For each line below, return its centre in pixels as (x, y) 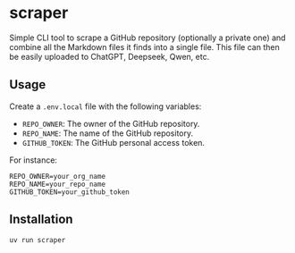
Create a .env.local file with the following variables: (105, 106)
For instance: (34, 160)
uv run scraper (38, 240)
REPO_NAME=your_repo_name (57, 184)
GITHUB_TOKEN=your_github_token (69, 192)
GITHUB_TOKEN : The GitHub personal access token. (114, 142)
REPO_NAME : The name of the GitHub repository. (108, 133)
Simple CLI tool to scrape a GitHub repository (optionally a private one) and (147, 38)
